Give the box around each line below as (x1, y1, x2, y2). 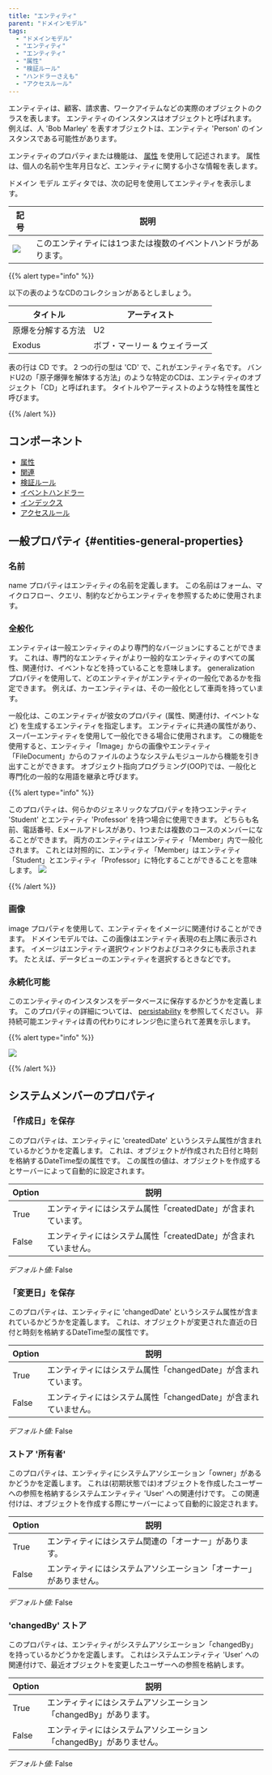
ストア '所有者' (8, 1448, 66, 1459)
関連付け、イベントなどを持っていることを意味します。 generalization (22, 663, 255, 673)
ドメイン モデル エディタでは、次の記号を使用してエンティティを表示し (8, 178, 245, 187)
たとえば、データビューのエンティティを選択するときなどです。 (23, 954, 236, 964)
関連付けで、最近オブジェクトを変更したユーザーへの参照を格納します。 (8, 1660, 249, 1670)
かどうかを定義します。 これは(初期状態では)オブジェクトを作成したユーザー (8, 1478, 263, 1489)
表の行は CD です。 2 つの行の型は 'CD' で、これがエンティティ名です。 (8, 362, 246, 372)
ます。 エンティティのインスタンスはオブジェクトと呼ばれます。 (43, 113, 257, 122)
